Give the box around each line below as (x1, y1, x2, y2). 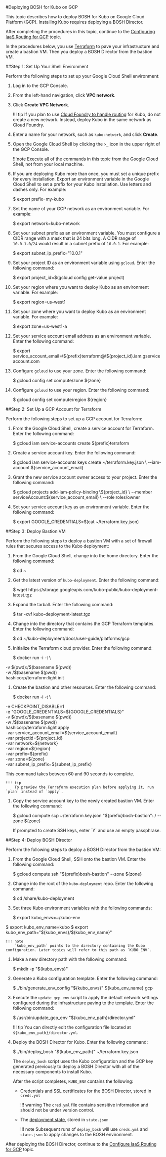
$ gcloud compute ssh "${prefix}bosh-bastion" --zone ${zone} (12, 871, 142, 877)
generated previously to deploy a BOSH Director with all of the (12, 1064, 140, 1069)
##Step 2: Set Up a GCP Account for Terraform (5, 406, 102, 412)
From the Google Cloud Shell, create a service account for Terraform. (12, 425, 154, 431)
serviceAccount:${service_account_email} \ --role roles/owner (12, 494, 140, 500)
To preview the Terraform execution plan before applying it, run (14, 785, 154, 790)
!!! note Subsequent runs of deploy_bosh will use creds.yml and (20, 1126, 148, 1132)
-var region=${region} (5, 746, 51, 751)
